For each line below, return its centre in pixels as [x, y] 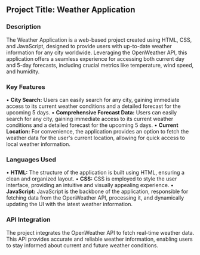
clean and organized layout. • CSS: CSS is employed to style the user [92, 179]
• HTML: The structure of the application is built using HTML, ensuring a [96, 173]
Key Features [26, 87]
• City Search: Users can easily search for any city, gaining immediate [93, 99]
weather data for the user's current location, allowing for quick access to [96, 138]
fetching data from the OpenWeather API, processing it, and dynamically [95, 198]
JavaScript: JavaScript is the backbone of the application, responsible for [97, 192]
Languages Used [31, 159]
